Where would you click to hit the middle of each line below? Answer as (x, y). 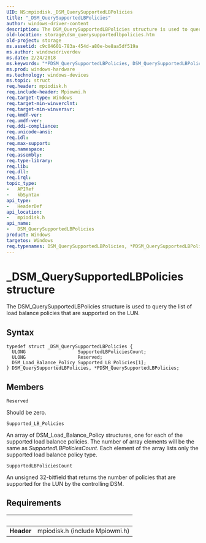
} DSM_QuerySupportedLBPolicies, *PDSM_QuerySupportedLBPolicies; (93, 368)
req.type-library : (30, 160)
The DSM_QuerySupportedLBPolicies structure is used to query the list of (99, 307)
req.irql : (19, 178)
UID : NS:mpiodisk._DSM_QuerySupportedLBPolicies (70, 12)
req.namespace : (26, 149)
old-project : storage (34, 41)
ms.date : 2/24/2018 (31, 58)
